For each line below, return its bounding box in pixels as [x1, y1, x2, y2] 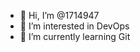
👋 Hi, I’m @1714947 [19, 10, 100, 21]
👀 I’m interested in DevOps [19, 20, 130, 32]
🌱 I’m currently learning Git [19, 31, 131, 42]
